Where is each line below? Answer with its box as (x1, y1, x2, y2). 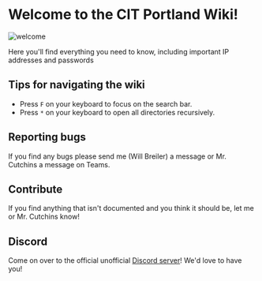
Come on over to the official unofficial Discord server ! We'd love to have (8, 256, 242, 265)
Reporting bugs (8, 130, 87, 144)
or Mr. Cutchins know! (8, 212, 80, 222)
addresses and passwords (8, 55, 95, 65)
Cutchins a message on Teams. (8, 159, 110, 169)
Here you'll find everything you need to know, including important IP (8, 47, 230, 56)
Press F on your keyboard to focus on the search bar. (19, 99, 193, 108)
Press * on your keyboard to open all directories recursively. (19, 107, 215, 117)
